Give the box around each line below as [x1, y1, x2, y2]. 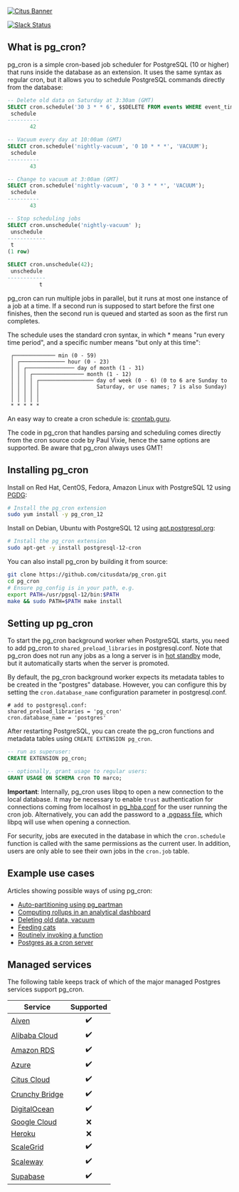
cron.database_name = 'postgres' [7, 714, 107, 722]
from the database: [7, 83, 63, 91]
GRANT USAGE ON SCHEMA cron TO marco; [7, 774, 122, 782]
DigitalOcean [11, 1103, 55, 1113]
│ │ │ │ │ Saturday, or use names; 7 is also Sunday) [10, 383, 228, 390]
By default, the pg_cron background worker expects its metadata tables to [7, 673, 225, 682]
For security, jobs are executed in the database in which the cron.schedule [7, 832, 225, 840]
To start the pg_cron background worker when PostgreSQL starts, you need [7, 636, 230, 645]
